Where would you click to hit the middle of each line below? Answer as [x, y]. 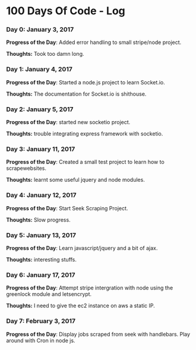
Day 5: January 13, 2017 [41, 235]
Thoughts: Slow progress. [38, 220]
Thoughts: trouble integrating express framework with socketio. [85, 134]
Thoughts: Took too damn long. [45, 54]
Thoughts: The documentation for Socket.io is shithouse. [76, 94]
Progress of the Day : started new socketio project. [68, 122]
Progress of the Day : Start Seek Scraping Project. [67, 208]
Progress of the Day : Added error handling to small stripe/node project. [94, 42]
